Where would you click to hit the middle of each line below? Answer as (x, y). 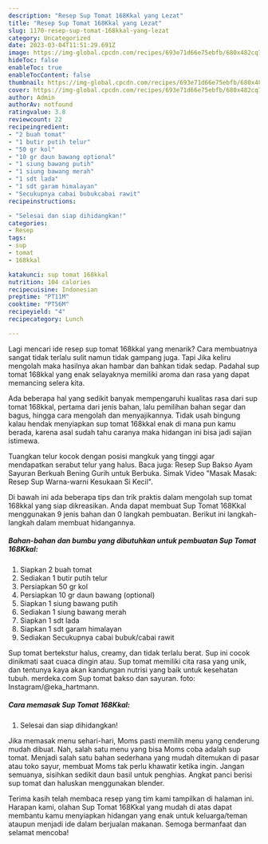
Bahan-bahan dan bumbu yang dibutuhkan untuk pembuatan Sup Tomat (132, 541)
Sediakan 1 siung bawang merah (73, 612)
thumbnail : (26, 82)
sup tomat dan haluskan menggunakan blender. (87, 783)
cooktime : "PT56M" (39, 304)
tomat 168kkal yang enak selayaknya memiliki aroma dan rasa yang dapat (129, 374)
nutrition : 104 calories (49, 282)
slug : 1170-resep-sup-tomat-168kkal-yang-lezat (89, 30)
